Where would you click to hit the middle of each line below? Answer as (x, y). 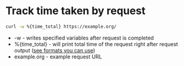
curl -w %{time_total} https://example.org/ (61, 27)
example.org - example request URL (58, 57)
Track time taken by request (75, 11)
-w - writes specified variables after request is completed (84, 38)
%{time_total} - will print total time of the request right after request (96, 44)
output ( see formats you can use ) (55, 50)
